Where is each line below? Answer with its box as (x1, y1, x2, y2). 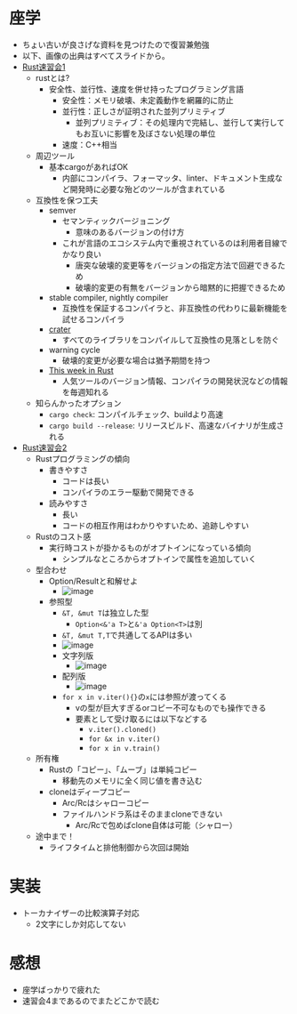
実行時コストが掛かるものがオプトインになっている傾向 (48, 542, 252, 552)
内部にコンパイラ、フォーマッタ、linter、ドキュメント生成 (61, 173, 276, 183)
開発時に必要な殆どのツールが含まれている (69, 183, 226, 194)
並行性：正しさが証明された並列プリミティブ (61, 106, 226, 117)
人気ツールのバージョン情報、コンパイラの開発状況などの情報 (61, 375, 288, 386)
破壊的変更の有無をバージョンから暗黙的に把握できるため (75, 282, 286, 293)
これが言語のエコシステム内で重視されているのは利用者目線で (61, 237, 288, 248)
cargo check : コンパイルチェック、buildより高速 (48, 408, 224, 419)
